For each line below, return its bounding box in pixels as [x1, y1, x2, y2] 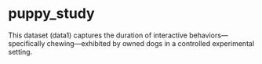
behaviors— [189, 30, 229, 40]
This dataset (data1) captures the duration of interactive [8, 30, 188, 40]
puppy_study [8, 5, 96, 23]
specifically [8, 38, 45, 48]
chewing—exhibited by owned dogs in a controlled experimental [46, 38, 255, 48]
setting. [8, 47, 33, 56]
